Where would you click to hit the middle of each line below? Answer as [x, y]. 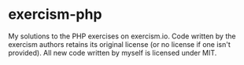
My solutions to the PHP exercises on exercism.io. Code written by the [122, 36]
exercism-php [55, 14]
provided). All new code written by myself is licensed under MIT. [113, 52]
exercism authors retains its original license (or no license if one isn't [119, 44]
